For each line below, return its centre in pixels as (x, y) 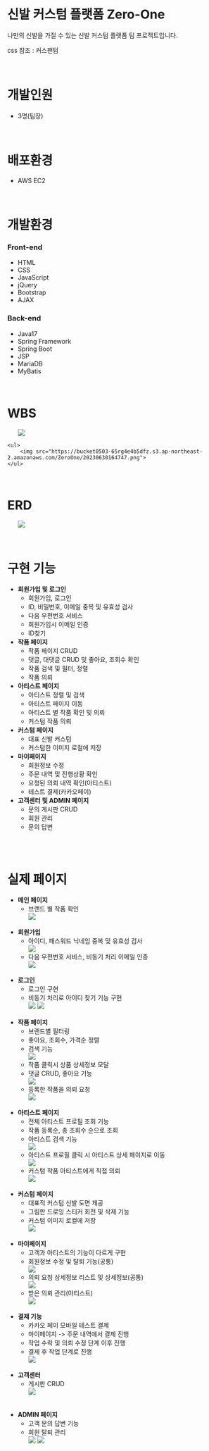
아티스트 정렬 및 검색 (56, 695)
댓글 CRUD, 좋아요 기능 (60, 1073)
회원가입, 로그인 (50, 598)
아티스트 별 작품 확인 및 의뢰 (66, 713)
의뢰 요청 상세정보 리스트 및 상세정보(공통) (86, 1277)
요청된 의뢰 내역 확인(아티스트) (70, 783)
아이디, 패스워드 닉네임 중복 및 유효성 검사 (85, 941)
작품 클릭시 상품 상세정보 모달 (68, 1065)
